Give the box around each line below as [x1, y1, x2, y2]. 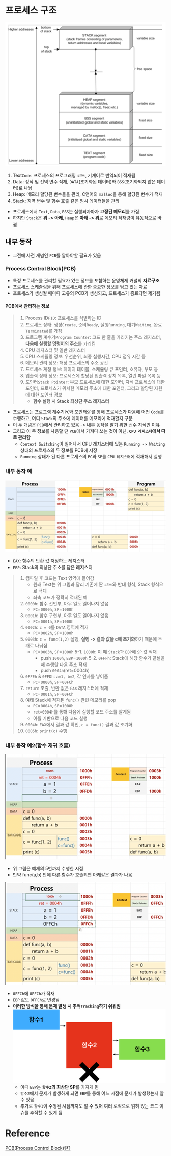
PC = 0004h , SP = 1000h [33, 702, 74, 708]
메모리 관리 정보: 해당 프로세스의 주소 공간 [25, 360, 108, 366]
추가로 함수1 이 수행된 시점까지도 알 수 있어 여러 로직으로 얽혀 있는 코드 [20, 1103, 159, 1109]
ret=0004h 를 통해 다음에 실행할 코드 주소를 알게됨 [33, 708, 131, 715]
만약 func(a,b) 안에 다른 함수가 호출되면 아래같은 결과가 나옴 [12, 872, 132, 878]
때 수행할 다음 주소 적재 [40, 661, 87, 668]
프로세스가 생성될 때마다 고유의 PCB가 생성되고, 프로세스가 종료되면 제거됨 [12, 290, 160, 297]
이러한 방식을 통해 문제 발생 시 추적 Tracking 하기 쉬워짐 [12, 1003, 121, 1010]
